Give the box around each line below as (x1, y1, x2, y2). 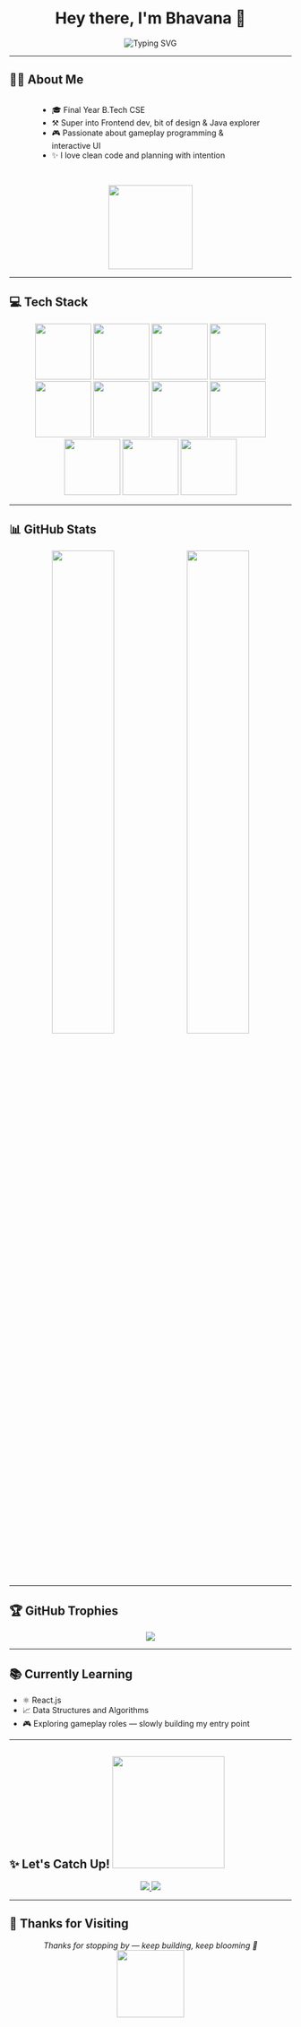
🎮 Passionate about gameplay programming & (51, 127, 224, 138)
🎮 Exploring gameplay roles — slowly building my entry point (21, 1719, 250, 1728)
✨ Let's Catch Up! (9, 1857, 110, 1872)
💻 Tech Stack (9, 295, 89, 310)
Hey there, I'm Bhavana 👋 (55, 8, 246, 29)
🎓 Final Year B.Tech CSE (51, 104, 146, 115)
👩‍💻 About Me (9, 72, 84, 88)
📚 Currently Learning (9, 1667, 133, 1682)
